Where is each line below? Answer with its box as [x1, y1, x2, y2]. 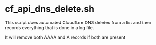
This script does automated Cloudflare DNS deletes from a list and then [5, 20, 152, 25]
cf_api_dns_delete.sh [5, 3, 95, 15]
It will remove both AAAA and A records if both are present [5, 34, 126, 40]
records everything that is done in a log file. [5, 24, 94, 30]
